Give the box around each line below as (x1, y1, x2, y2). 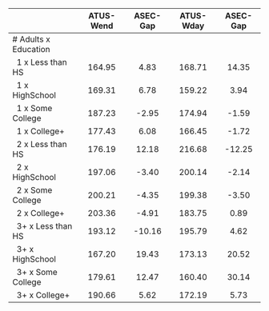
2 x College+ (16, 208, 66, 218)
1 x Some (16, 103, 53, 114)
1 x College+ (16, 126, 66, 137)
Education (12, 44, 50, 54)
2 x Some (16, 185, 53, 195)
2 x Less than (16, 139, 67, 150)
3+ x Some (16, 267, 58, 277)
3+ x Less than (16, 221, 73, 231)
